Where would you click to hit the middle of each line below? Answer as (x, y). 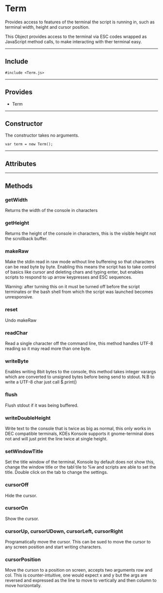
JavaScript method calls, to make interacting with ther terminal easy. (73, 41)
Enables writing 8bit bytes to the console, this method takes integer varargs (81, 372)
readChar (16, 332)
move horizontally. (24, 586)
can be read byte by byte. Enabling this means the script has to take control (81, 267)
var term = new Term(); (29, 144)
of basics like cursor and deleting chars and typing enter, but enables (74, 272)
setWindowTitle (24, 451)
